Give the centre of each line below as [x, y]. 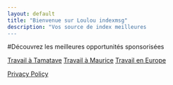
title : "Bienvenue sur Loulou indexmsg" [68, 20]
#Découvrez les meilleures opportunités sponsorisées [86, 47]
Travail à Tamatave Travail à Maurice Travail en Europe [87, 60]
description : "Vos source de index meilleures [77, 27]
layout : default [31, 14]
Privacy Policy [28, 74]
